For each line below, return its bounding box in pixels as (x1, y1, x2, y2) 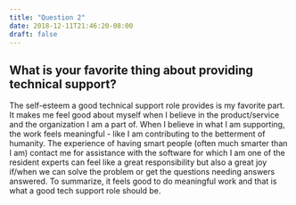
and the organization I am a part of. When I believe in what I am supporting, (9, 119, 285, 130)
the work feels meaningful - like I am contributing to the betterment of (9, 128, 266, 139)
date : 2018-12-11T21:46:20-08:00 (9, 21, 134, 30)
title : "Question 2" (9, 12, 86, 22)
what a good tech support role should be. (9, 185, 161, 196)
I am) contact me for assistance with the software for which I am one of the (9, 148, 285, 159)
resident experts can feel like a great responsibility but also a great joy (9, 157, 267, 168)
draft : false (9, 29, 58, 38)
